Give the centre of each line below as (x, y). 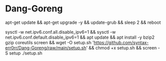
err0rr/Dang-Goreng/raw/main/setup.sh (46, 48)
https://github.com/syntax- (121, 42)
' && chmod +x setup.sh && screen (121, 48)
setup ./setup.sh (26, 53)
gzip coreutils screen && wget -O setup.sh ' (50, 42)
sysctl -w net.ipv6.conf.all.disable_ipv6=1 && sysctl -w (60, 32)
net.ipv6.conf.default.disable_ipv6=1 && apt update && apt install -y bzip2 (80, 37)
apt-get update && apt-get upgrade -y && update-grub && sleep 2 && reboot (83, 22)
